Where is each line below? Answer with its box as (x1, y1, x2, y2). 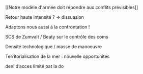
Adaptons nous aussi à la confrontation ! (5, 24, 90, 30)
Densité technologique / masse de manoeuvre (5, 44, 102, 50)
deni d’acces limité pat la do (5, 63, 64, 69)
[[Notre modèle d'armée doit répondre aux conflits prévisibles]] (5, 5, 138, 10)
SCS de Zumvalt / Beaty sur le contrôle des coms (5, 34, 108, 40)
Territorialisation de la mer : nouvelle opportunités (5, 53, 110, 59)
